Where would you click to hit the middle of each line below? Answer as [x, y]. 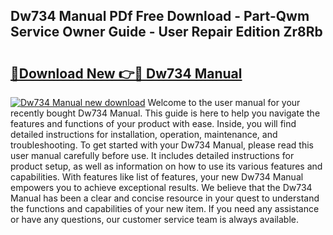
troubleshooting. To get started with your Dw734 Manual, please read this [162, 145]
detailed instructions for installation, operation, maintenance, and [144, 134]
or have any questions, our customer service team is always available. [154, 219]
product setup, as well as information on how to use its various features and [166, 166]
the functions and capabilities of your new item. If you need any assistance [165, 208]
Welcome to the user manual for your [224, 102]
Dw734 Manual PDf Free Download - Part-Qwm [160, 16]
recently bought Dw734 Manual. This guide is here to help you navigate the [165, 113]
